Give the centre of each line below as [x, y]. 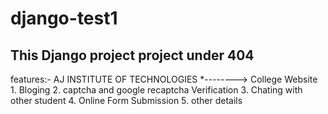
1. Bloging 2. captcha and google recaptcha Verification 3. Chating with [156, 90]
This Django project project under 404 [132, 55]
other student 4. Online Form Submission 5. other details [126, 100]
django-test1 [64, 18]
